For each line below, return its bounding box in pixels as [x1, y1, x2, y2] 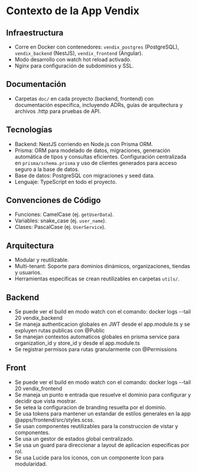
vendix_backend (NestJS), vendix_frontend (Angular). [14, 50, 143, 57]
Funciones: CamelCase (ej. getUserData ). [14, 211, 114, 218]
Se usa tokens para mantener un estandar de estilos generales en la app [14, 410, 191, 417]
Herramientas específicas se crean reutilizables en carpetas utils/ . [14, 275, 180, 282]
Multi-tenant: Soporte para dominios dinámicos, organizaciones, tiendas [14, 263, 191, 270]
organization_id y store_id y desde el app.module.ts [14, 340, 140, 347]
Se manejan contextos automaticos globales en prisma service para [14, 333, 180, 341]
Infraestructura [6, 28, 64, 38]
